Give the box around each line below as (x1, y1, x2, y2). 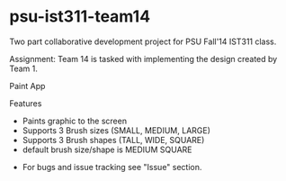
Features (9, 97, 42, 109)
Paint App (9, 80, 46, 91)
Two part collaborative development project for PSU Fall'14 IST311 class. (9, 36, 277, 47)
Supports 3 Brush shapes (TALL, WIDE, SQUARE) (22, 134, 205, 145)
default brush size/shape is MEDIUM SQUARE (22, 144, 192, 155)
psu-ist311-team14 (9, 6, 151, 27)
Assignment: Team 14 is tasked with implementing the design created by (9, 53, 278, 64)
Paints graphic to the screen (22, 115, 128, 126)
